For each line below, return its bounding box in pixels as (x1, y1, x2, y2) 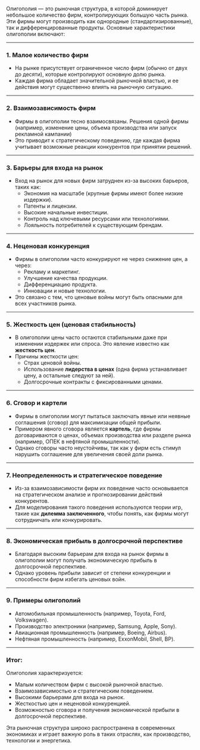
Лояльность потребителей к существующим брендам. (23, 221, 164, 229)
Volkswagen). (14, 616, 49, 623)
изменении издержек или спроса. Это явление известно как (14, 340, 170, 348)
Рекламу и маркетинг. (23, 268, 80, 275)
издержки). (23, 196, 52, 203)
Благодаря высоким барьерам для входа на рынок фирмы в (14, 551, 168, 558)
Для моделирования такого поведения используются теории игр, (14, 504, 183, 511)
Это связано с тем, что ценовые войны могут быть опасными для (14, 294, 183, 301)
